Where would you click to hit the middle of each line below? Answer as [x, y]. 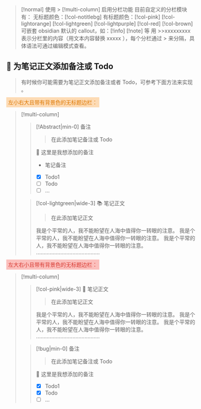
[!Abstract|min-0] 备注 [63, 127]
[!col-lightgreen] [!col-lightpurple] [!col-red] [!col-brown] [123, 24]
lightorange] [36, 24]
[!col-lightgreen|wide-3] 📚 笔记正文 [80, 203]
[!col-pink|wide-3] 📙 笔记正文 [72, 289]
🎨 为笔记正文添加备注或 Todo [60, 66]
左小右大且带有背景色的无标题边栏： [53, 102]
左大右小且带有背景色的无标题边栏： [53, 264]
